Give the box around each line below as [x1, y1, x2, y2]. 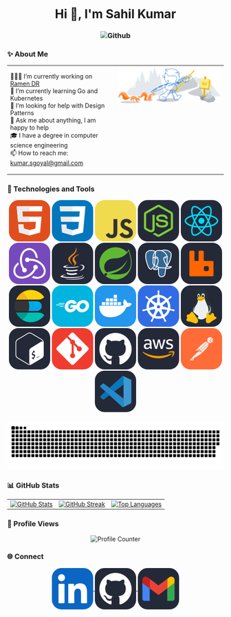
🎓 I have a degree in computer [10, 131, 98, 140]
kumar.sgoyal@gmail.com [10, 159, 84, 168]
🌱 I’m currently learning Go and [10, 87, 98, 95]
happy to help [10, 123, 49, 132]
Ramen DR [10, 79, 40, 88]
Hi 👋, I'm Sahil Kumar [54, 6, 177, 22]
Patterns [10, 109, 34, 117]
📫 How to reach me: [10, 149, 69, 157]
